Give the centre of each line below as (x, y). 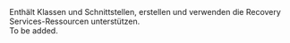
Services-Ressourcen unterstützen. (75, 21)
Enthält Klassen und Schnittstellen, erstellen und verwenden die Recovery (145, 12)
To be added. (34, 31)
